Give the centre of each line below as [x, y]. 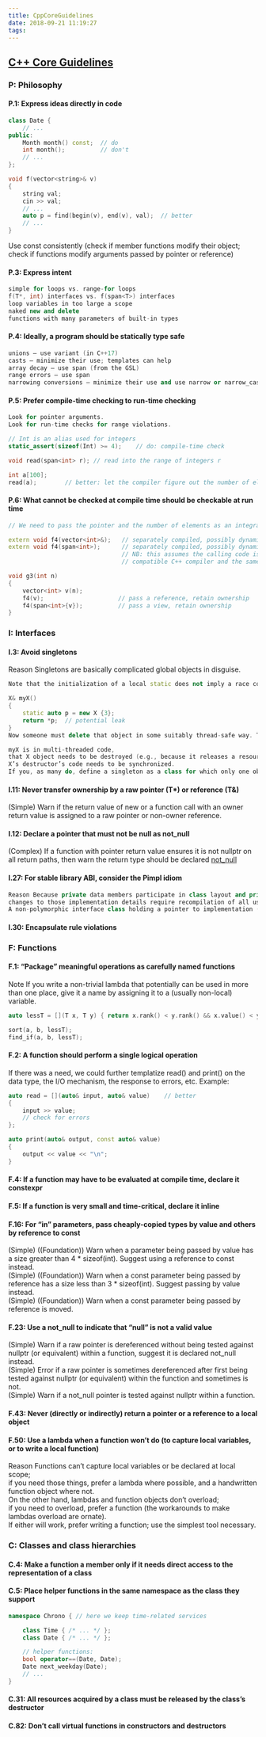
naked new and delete [44, 311]
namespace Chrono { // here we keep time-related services [108, 1616]
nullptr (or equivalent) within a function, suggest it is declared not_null [122, 1353]
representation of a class [50, 1572]
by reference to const [44, 1232]
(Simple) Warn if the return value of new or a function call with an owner [126, 807]
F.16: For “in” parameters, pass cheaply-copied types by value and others [132, 1224]
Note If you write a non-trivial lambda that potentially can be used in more [129, 985]
